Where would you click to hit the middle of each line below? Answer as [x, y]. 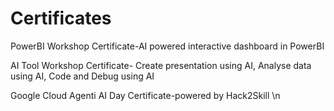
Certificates [61, 18]
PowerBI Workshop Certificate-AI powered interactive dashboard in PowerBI [167, 46]
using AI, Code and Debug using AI [82, 76]
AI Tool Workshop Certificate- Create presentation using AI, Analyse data [161, 65]
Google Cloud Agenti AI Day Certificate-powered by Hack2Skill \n [145, 95]
